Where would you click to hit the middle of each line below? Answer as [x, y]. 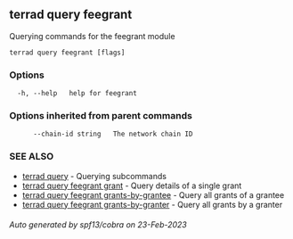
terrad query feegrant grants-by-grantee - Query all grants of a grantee [153, 194]
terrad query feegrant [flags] [67, 53]
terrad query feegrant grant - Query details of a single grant [132, 185]
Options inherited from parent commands [101, 116]
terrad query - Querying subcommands [94, 176]
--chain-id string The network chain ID [113, 134]
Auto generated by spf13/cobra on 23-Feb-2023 [98, 225]
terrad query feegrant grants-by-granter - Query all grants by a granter [152, 204]
